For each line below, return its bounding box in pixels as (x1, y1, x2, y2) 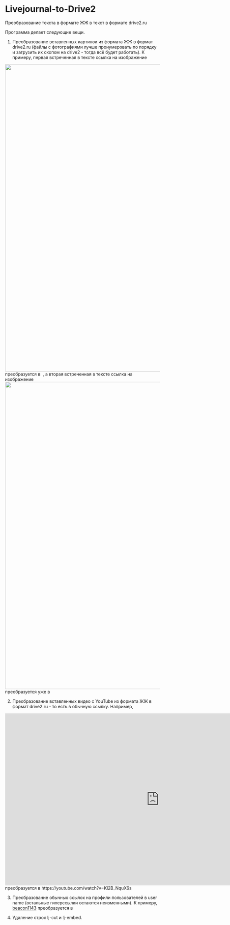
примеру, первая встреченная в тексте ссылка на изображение (12, 54, 147, 60)
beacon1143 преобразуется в (12, 905, 73, 911)
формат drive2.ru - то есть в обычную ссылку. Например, (12, 703, 134, 709)
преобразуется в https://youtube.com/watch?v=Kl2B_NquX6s (5, 885, 132, 891)
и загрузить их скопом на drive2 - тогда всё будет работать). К (12, 49, 145, 55)
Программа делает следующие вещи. (5, 29, 85, 35)
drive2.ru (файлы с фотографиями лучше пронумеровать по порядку (12, 44, 157, 50)
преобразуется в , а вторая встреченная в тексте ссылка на (5, 371, 133, 377)
